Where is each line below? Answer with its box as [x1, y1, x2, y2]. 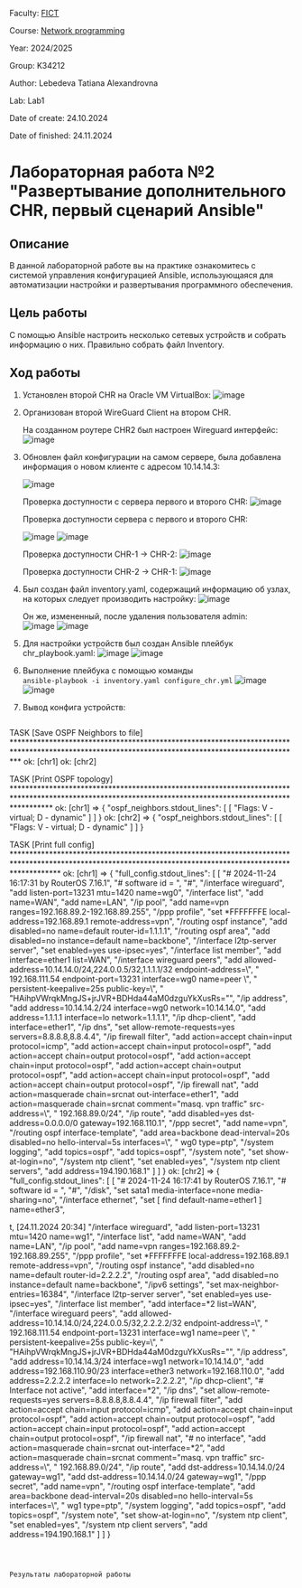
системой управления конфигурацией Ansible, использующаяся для [9, 270, 274, 280]
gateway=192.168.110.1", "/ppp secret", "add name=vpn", [79, 1117, 288, 1128]
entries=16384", [9, 1288, 69, 1300]
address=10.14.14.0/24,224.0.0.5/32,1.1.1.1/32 [9, 963, 173, 974]
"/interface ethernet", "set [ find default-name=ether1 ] [59, 1194, 262, 1205]
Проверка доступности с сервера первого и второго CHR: [22, 496, 248, 507]
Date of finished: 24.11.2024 [9, 130, 113, 141]
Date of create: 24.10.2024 [9, 113, 108, 123]
